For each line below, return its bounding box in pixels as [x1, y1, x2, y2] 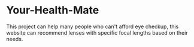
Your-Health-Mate [6, 4, 99, 17]
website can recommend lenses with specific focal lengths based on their [6, 29, 188, 36]
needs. [6, 35, 23, 42]
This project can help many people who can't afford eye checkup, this [6, 23, 179, 30]
